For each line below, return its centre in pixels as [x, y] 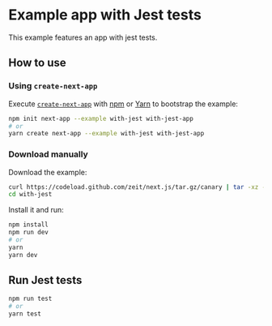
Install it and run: [36, 210]
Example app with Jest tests [105, 15]
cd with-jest [30, 195]
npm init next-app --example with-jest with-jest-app [101, 118]
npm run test [30, 299]
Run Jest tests [45, 280]
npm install [28, 225]
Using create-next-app [53, 86]
